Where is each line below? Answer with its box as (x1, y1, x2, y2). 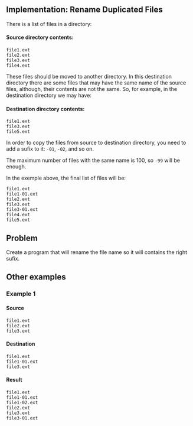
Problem (6, 233, 38, 243)
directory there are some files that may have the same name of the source (6, 79, 187, 86)
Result (6, 376, 22, 383)
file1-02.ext (6, 399, 38, 405)
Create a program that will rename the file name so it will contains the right (6, 249, 188, 256)
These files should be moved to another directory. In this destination (6, 73, 172, 80)
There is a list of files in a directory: (6, 20, 92, 27)
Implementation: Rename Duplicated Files (6, 5, 163, 15)
